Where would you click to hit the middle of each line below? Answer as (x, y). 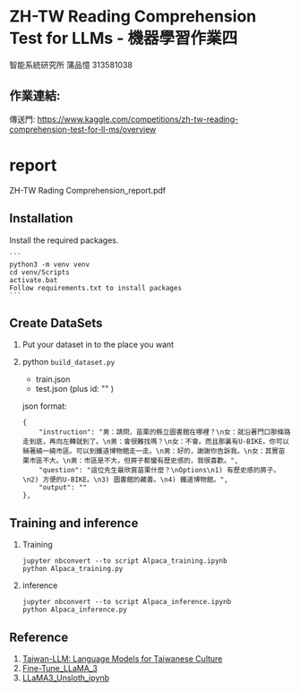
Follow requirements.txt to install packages (95, 288)
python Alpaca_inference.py (74, 610)
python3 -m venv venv (50, 264)
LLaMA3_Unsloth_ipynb (66, 678)
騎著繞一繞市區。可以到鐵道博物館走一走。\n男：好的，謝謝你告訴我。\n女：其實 (150, 451)
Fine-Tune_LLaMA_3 (60, 668)
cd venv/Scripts (39, 272)
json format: (44, 406)
